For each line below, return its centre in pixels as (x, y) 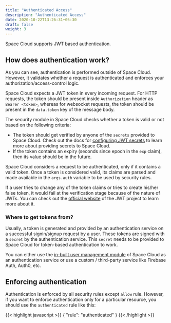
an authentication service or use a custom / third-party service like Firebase (85, 260)
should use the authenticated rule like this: (51, 305)
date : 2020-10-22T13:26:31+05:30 (41, 20)
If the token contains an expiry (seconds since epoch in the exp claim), (87, 151)
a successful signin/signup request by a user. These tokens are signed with (85, 234)
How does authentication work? (57, 60)
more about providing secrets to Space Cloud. (61, 146)
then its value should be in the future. (52, 157)
